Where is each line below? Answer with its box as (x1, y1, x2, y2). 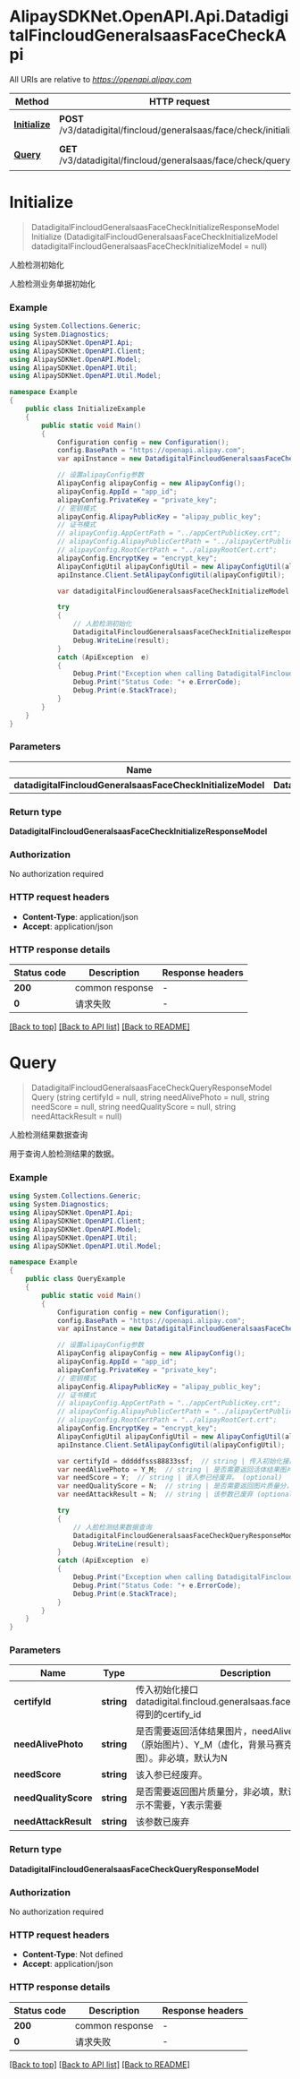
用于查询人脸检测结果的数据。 (9, 1148, 119, 1159)
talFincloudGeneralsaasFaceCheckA (9, 25, 287, 46)
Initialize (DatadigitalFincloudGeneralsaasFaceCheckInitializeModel (30, 231, 279, 242)
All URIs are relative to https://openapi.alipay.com (9, 73, 192, 84)
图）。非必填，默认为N (135, 1752, 228, 1765)
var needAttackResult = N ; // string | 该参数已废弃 (56, 1490, 254, 1499)
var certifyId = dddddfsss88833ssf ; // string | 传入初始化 (56, 1456, 283, 1465)
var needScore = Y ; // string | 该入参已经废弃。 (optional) (56, 1473, 283, 1482)
